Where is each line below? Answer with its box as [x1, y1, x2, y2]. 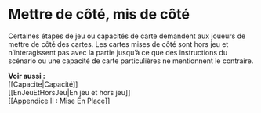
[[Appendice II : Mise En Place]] [8, 96, 111, 105]
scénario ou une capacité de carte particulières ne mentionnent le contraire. [8, 56, 254, 65]
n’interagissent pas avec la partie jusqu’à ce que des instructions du [8, 48, 228, 57]
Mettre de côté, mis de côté [8, 5, 190, 23]
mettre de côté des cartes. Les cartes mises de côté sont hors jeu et [8, 39, 229, 48]
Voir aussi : [8, 71, 45, 80]
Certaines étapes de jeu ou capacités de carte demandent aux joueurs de [8, 31, 246, 41]
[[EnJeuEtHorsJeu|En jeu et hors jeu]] [8, 87, 131, 97]
